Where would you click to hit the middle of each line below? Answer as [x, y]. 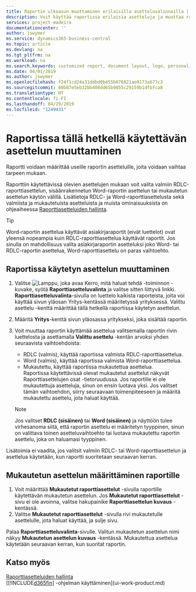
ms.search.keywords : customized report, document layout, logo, [86, 66]
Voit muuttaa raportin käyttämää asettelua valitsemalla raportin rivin [96, 331]
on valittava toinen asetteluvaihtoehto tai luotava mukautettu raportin [97, 433]
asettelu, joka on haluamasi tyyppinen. [61, 439]
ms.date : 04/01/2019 [31, 71]
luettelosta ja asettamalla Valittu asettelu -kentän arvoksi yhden [92, 337]
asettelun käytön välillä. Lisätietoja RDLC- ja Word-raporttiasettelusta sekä [95, 197]
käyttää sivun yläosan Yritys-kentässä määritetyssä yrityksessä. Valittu [100, 302]
